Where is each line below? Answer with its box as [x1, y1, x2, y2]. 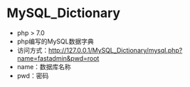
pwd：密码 [16, 71, 49, 80]
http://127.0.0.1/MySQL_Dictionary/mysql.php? [48, 46, 183, 54]
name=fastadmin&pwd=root [16, 53, 100, 62]
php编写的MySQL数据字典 [16, 37, 94, 46]
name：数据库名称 [16, 62, 72, 71]
